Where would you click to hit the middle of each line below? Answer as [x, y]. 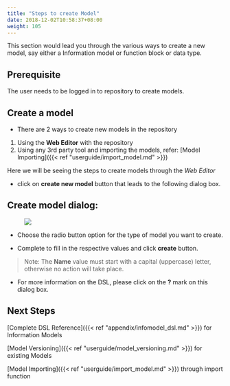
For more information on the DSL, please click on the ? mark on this [112, 282]
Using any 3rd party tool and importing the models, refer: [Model [108, 150]
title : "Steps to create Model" [53, 13]
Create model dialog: [53, 206]
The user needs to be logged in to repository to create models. [96, 91]
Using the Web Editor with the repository [75, 143]
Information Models [35, 334]
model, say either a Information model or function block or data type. [105, 53]
